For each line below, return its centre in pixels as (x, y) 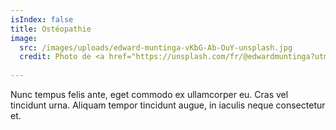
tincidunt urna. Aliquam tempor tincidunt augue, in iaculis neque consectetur (168, 105)
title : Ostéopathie (51, 29)
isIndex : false (42, 19)
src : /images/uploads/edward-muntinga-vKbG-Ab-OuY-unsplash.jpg (156, 47)
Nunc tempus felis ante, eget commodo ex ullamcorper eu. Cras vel (149, 94)
